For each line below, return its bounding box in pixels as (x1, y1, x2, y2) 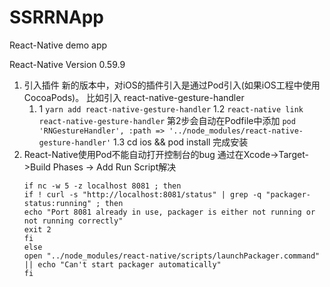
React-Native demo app (9, 39, 108, 51)
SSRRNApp (9, 6, 104, 29)
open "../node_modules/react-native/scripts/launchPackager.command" (23, 251, 321, 261)
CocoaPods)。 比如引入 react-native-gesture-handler (23, 91, 245, 103)
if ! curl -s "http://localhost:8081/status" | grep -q (23, 189, 262, 200)
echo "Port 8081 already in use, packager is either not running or (23, 207, 316, 217)
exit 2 (23, 224, 52, 235)
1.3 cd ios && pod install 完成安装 (113, 136, 249, 148)
